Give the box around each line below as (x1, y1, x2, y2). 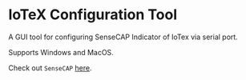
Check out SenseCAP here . (8, 62, 92, 73)
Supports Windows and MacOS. (8, 47, 114, 57)
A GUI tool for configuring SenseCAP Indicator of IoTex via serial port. (8, 32, 238, 42)
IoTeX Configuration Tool (8, 6, 178, 24)
